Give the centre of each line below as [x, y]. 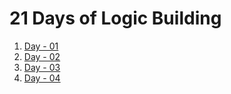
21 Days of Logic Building [115, 18]
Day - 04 [42, 78]
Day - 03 [42, 67]
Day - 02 [42, 56]
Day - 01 [41, 46]
